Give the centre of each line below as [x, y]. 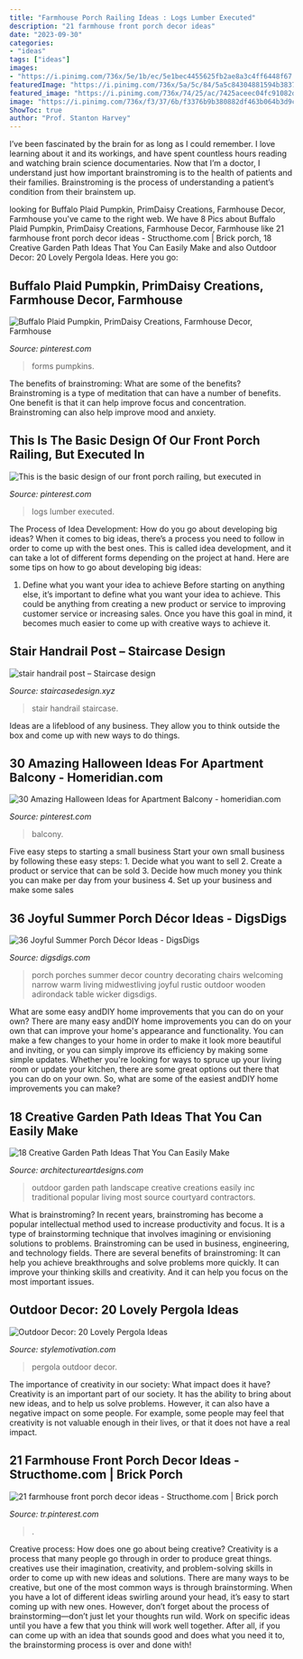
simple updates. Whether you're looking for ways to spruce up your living [146, 1060]
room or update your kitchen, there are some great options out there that [144, 1069]
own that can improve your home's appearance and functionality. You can [147, 1031]
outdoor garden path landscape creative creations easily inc [143, 1188]
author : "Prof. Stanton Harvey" [70, 118]
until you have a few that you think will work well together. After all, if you [145, 1626]
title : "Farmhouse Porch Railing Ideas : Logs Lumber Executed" [133, 18]
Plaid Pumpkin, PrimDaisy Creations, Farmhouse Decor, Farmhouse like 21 [147, 229]
